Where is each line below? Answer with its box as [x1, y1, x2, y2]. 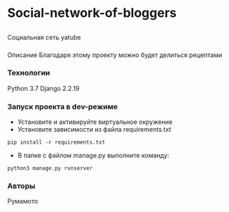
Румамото [7, 197, 39, 206]
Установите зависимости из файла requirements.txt [17, 125, 171, 134]
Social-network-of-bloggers [7, 5, 177, 21]
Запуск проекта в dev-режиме [7, 101, 118, 111]
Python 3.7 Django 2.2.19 [7, 84, 80, 92]
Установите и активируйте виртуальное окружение [17, 118, 173, 126]
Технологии [7, 68, 51, 78]
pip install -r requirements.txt [7, 139, 106, 146]
